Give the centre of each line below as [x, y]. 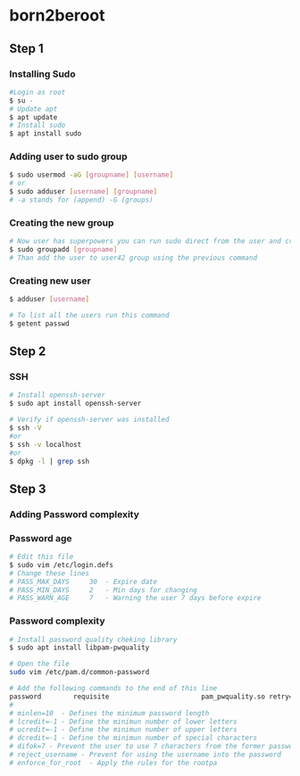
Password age [41, 538]
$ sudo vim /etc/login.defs [62, 565]
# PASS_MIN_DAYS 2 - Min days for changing [104, 590]
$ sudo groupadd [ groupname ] [63, 250]
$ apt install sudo [46, 134]
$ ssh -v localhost [46, 444]
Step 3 [28, 488]
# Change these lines [50, 573]
